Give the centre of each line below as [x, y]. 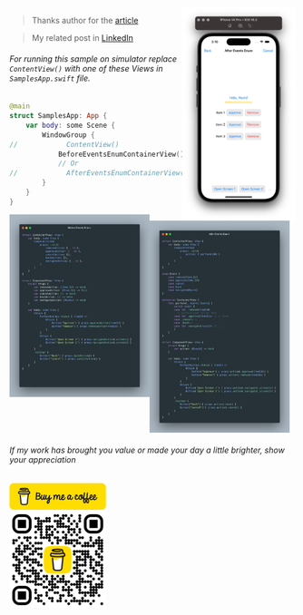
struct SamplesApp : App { [58, 116]
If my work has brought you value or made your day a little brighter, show [147, 450]
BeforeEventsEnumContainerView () [121, 154]
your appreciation [43, 460]
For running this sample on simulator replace [93, 59]
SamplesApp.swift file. [50, 78]
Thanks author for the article [85, 20]
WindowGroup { [68, 135]
